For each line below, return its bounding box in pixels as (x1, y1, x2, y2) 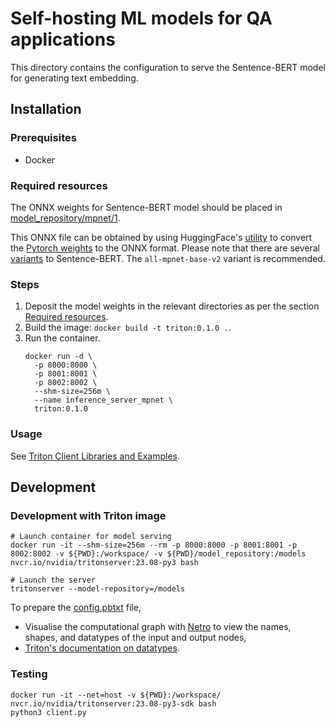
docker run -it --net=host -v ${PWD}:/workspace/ (10, 690, 222, 700)
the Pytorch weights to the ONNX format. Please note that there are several (10, 242, 320, 254)
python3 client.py (10, 707, 87, 717)
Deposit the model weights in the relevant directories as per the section (24, 300, 320, 312)
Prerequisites (10, 131, 77, 145)
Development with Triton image (10, 508, 167, 522)
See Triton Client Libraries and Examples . (10, 450, 180, 462)
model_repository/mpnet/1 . (10, 212, 121, 224)
